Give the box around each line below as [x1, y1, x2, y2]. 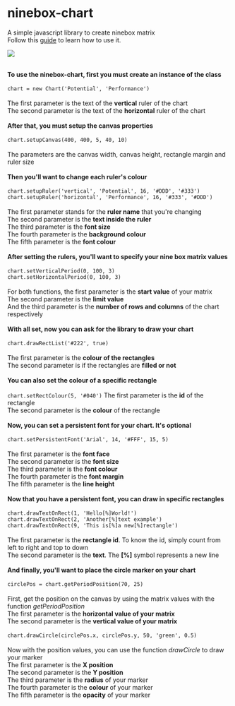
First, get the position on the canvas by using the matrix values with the [7, 594, 215, 603]
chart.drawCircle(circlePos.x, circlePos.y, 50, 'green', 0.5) [7, 632, 198, 639]
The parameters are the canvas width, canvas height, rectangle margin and [7, 150, 226, 158]
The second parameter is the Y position [7, 668, 123, 676]
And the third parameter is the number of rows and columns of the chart [7, 302, 219, 311]
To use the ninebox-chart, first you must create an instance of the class [7, 70, 222, 78]
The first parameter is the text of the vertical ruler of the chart [7, 99, 188, 107]
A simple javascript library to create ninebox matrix [7, 28, 155, 37]
